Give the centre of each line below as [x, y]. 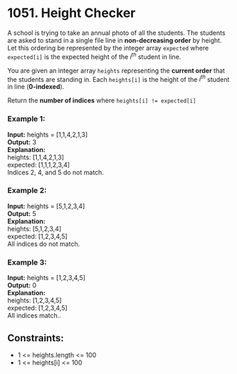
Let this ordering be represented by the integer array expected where [108, 48]
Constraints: [36, 338]
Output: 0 [22, 285]
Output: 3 [22, 142]
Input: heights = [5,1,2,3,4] [46, 206]
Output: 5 [22, 213]
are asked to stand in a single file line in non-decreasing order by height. [115, 40]
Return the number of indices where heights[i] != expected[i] [102, 100]
